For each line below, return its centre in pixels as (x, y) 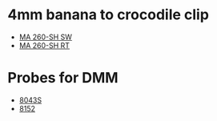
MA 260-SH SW (46, 37)
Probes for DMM (63, 78)
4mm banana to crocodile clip (108, 15)
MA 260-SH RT (44, 45)
